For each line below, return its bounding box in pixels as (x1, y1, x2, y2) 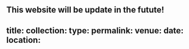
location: (6, 34, 41, 45)
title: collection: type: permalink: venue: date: (6, 25, 184, 36)
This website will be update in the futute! (6, 5, 165, 15)
